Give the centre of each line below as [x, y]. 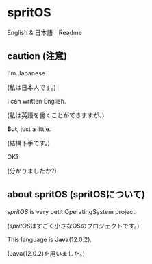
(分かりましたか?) [32, 171]
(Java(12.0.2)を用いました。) [46, 253]
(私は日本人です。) [31, 87]
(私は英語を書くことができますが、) [56, 115]
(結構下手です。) [28, 143]
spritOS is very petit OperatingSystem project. [72, 211]
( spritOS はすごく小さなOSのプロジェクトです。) [73, 226]
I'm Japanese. [27, 73]
